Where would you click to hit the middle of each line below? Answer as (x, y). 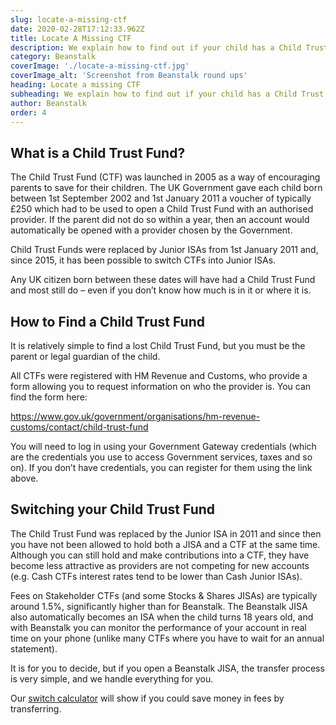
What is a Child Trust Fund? (98, 152)
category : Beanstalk (53, 57)
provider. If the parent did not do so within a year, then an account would (160, 220)
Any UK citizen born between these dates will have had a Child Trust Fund (163, 280)
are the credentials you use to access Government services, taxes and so (161, 457)
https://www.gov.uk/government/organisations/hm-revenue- (135, 416)
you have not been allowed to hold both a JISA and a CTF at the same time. (165, 544)
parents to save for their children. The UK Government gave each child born (166, 188)
